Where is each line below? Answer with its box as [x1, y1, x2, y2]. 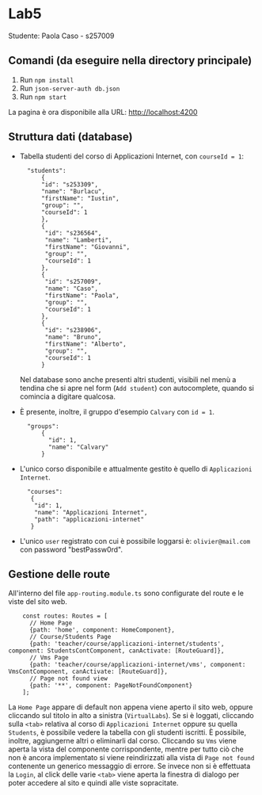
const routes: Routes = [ [22, 612, 108, 621]
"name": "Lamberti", [44, 235, 112, 244]
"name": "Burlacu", [40, 187, 105, 195]
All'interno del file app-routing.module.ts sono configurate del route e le [8, 588, 244, 598]
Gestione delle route [8, 568, 111, 581]
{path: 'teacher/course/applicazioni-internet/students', [28, 640, 225, 648]
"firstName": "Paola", [44, 291, 120, 300]
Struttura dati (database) [8, 130, 133, 143]
